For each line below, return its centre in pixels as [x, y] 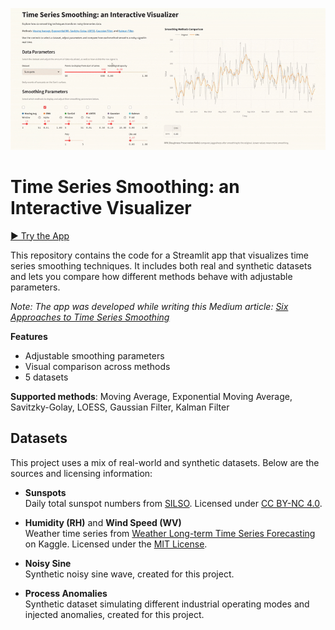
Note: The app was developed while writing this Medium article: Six [149, 306]
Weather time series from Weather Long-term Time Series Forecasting [170, 533]
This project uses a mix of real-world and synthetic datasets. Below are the [165, 462]
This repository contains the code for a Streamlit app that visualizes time [159, 255]
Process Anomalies [66, 593]
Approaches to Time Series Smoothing [90, 317]
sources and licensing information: [81, 473]
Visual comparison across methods [97, 366]
